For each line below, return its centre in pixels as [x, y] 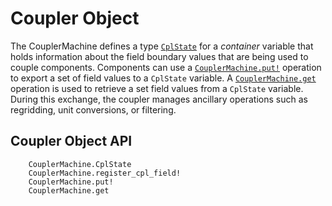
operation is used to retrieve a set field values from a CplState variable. [157, 88]
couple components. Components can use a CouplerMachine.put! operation [166, 67]
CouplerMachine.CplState [80, 164]
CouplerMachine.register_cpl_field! [105, 173]
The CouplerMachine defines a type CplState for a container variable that [162, 46]
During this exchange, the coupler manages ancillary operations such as [159, 99]
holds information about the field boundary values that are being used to [159, 56]
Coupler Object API [71, 141]
